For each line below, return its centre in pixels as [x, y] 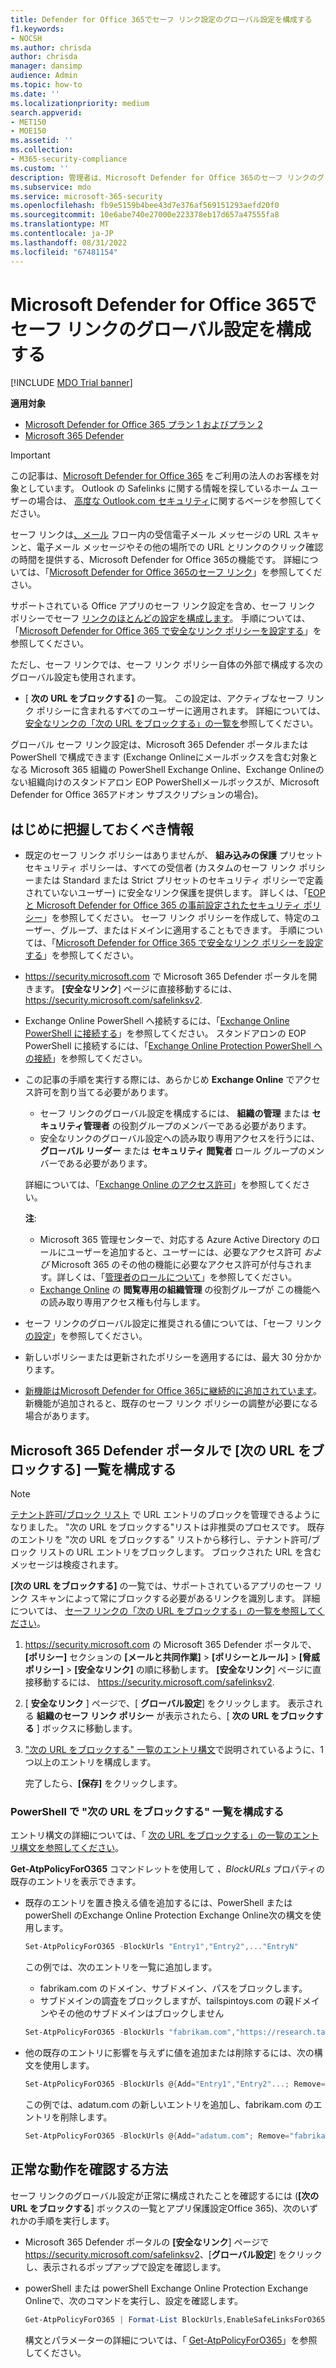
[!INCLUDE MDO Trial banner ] [71, 383]
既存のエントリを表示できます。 [76, 1882]
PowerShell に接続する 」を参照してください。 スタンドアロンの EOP [165, 1033]
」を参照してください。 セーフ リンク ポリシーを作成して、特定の [177, 918]
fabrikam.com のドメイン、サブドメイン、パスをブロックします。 [173, 1988]
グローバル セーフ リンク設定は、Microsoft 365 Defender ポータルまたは [159, 745]
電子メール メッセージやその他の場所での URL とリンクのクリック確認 [180, 547]
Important [30, 455]
